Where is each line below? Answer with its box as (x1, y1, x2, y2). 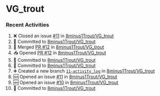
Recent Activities (6, 21, 50, 29)
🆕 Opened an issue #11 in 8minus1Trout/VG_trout (13, 74, 118, 80)
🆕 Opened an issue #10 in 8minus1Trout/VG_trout (13, 80, 119, 86)
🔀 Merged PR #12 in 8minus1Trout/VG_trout (13, 44, 104, 50)
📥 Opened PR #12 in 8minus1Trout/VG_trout (13, 50, 106, 56)
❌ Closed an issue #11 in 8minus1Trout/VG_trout (13, 33, 114, 39)
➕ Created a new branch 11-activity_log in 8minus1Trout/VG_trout (13, 68, 155, 74)
